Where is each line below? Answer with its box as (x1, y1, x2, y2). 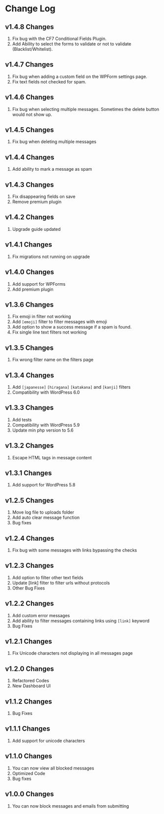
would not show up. (12, 111, 53, 117)
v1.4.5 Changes (5, 126, 54, 134)
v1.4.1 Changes (5, 240, 53, 249)
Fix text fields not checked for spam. (12, 78, 87, 84)
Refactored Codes (12, 678, 49, 684)
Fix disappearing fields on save (12, 193, 76, 200)
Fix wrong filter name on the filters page (12, 357, 94, 363)
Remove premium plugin (12, 199, 62, 205)
